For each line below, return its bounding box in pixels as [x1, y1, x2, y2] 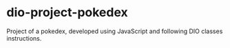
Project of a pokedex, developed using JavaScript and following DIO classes [6, 27, 223, 35]
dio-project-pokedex [6, 5, 128, 20]
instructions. [6, 34, 42, 42]
